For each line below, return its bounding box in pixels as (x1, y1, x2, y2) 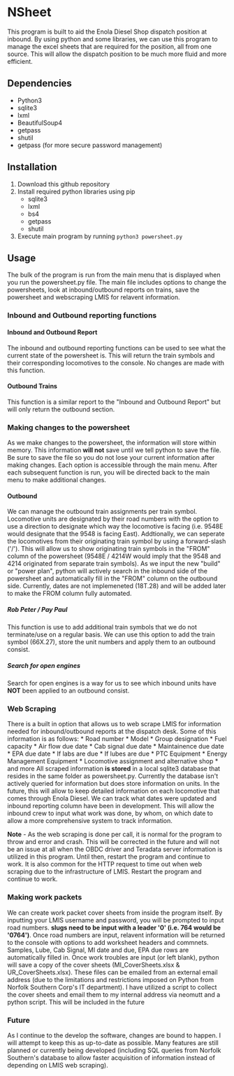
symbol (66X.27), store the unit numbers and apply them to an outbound (7, 638, 216, 646)
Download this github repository (17, 179, 110, 188)
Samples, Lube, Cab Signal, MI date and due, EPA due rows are (7, 946, 189, 954)
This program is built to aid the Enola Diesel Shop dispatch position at (7, 27, 207, 36)
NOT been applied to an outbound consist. (7, 686, 130, 695)
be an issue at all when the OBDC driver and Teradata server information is (7, 845, 223, 854)
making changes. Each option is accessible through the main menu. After (7, 461, 218, 469)
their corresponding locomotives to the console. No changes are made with (7, 358, 225, 367)
